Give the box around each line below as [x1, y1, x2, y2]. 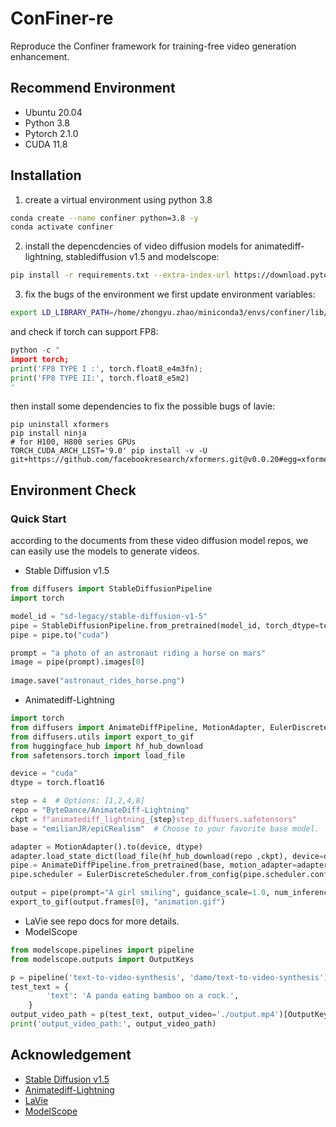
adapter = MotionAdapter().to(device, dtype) [10, 842, 203, 852]
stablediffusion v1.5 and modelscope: [65, 251, 220, 263]
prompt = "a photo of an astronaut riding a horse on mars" [10, 648, 267, 658]
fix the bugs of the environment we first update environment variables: [24, 288, 316, 301]
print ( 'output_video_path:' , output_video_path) [10, 1019, 217, 1029]
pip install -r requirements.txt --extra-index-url [10, 270, 230, 281]
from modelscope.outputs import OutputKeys [10, 954, 195, 964]
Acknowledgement [10, 1047, 132, 1064]
